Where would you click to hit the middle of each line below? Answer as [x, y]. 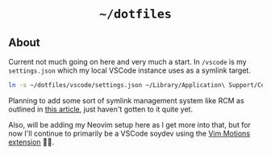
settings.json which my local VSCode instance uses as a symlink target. [130, 70]
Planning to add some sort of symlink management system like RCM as [126, 100]
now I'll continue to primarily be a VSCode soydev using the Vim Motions [129, 133]
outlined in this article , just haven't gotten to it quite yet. [101, 109]
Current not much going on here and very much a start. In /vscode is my [128, 62]
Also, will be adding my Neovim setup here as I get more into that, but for [130, 124]
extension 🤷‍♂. [31, 142]
